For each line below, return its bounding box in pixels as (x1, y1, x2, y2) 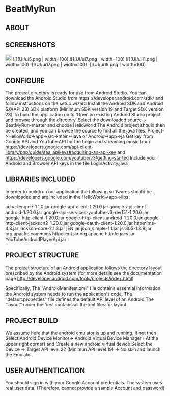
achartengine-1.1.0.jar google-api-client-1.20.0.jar (5, 204, 108, 210)
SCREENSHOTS (5, 40, 56, 49)
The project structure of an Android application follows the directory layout (5, 265, 162, 271)
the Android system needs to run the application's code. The (5, 291, 132, 297)
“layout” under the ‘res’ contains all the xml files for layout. (5, 301, 128, 307)
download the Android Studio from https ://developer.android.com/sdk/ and (5, 95, 164, 101)
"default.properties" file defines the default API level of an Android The (5, 296, 154, 302)
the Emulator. (5, 351, 33, 357)
